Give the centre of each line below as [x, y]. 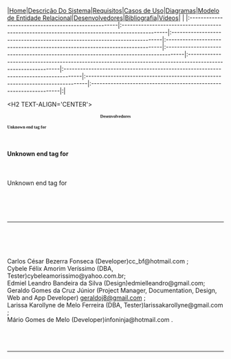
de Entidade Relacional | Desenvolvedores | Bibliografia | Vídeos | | [96, 18]
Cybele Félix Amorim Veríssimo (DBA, [60, 269]
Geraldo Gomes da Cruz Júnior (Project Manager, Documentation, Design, [112, 290]
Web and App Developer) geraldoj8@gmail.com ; [76, 298]
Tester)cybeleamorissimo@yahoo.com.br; [66, 276]
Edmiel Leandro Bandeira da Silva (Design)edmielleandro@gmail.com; [106, 283]
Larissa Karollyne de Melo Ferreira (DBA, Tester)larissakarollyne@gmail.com [115, 305]
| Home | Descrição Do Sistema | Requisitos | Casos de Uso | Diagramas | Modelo [113, 11]
